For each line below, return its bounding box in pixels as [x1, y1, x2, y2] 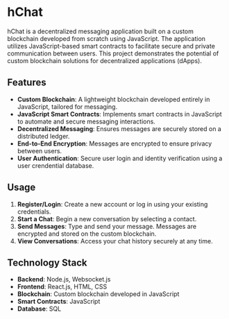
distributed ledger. [17, 132, 70, 140]
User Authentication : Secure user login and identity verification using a [17, 154, 223, 162]
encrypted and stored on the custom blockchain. [17, 230, 157, 238]
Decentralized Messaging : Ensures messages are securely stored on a [17, 124, 222, 132]
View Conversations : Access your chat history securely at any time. [17, 236, 213, 245]
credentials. [17, 207, 51, 216]
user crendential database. [17, 161, 94, 170]
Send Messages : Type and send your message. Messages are [17, 222, 196, 230]
